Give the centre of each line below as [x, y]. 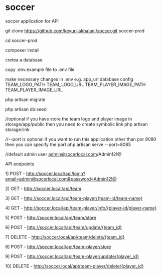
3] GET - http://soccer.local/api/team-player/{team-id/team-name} [74, 198]
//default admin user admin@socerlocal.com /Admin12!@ [63, 154]
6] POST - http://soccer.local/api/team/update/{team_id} [63, 227]
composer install [22, 50]
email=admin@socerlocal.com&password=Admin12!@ [61, 178]
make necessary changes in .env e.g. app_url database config [69, 79]
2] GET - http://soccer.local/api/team [43, 188]
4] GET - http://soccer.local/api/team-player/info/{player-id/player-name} [81, 208]
